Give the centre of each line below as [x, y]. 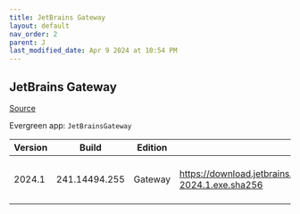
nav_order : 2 [33, 34]
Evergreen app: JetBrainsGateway [71, 125]
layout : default [39, 26]
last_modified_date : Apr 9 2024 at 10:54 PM [93, 51]
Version [31, 147]
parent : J [28, 42]
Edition [152, 147]
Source [22, 108]
